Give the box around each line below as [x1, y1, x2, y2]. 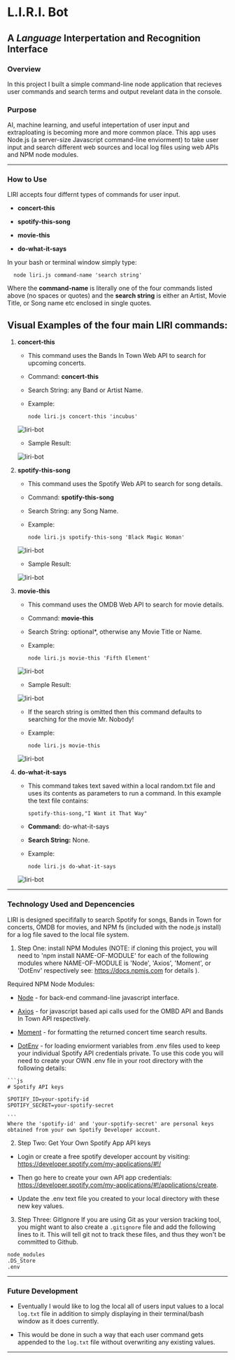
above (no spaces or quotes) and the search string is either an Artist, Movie [7, 291, 227, 300]
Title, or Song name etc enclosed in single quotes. [7, 299, 152, 307]
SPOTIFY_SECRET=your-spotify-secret [7, 1102, 114, 1109]
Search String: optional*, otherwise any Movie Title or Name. [27, 627, 203, 636]
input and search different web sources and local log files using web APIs [7, 143, 219, 151]
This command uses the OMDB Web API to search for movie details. [27, 600, 225, 609]
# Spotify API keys [7, 1083, 64, 1090]
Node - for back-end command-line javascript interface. [17, 993, 180, 1001]
